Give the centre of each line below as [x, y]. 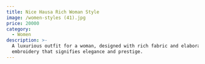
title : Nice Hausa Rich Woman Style [53, 12]
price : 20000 [23, 23]
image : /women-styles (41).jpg [46, 18]
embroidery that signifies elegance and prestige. [77, 52]
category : [19, 29]
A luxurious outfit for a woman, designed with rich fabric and [95, 46]
